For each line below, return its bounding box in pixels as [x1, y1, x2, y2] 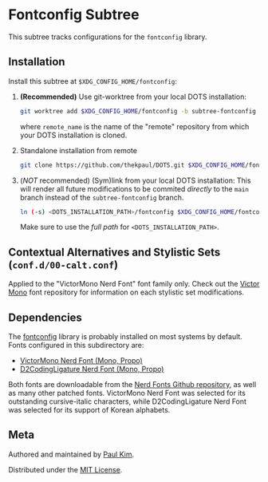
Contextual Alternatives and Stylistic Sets [8, 245, 221, 259]
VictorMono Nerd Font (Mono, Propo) [19, 356, 144, 365]
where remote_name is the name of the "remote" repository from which [19, 121, 250, 131]
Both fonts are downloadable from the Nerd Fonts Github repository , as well [8, 380, 257, 389]
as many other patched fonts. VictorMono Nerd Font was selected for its [8, 389, 246, 397]
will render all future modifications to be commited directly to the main [19, 184, 250, 193]
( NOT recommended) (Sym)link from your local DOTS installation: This [19, 176, 251, 185]
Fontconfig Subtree [8, 6, 140, 24]
